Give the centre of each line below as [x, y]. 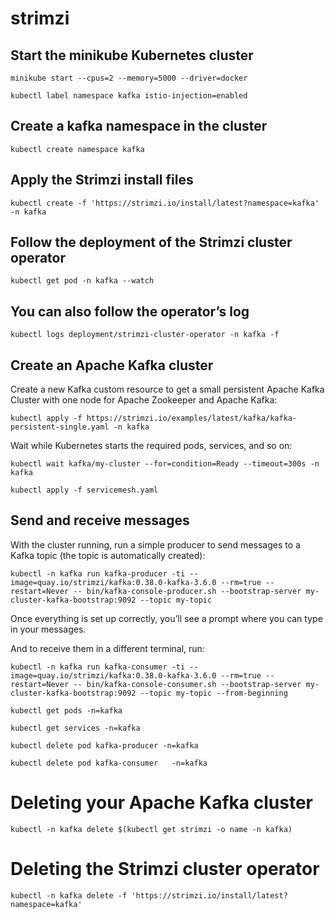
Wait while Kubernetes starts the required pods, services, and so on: [151, 446]
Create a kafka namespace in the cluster [139, 126]
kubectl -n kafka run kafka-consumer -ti [98, 667]
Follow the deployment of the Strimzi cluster [151, 242]
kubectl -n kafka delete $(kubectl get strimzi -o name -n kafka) [151, 829]
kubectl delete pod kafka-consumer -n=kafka [109, 763]
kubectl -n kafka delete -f [69, 895]
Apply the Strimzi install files [102, 180]
